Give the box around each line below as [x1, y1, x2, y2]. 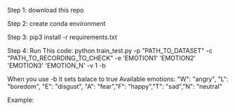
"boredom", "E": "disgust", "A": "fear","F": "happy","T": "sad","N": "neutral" [7, 82, 222, 90]
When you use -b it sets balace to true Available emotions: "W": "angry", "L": [7, 75, 229, 83]
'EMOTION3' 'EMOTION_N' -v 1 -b [7, 61, 107, 69]
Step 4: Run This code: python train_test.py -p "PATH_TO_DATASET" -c [7, 47, 213, 54]
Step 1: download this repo [7, 6, 84, 14]
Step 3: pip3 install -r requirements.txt [7, 33, 118, 41]
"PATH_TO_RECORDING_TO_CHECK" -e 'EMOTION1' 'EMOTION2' [7, 54, 196, 62]
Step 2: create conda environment [7, 20, 106, 27]
